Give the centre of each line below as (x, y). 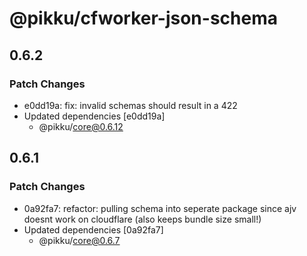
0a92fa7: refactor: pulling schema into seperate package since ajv (160, 208)
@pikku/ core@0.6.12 (81, 126)
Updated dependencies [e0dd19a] (94, 116)
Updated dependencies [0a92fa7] (93, 229)
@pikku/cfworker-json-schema (143, 18)
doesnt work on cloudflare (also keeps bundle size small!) (142, 219)
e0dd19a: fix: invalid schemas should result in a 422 (130, 105)
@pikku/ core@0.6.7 (79, 240)
